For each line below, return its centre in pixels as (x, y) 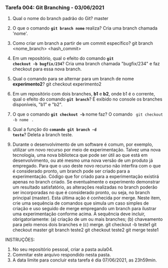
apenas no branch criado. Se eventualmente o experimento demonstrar (86, 182)
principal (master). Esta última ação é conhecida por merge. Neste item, (87, 198)
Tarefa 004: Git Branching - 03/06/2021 (55, 8)
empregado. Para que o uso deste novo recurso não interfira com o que (87, 166)
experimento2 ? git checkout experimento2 (57, 84)
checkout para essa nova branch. (47, 69)
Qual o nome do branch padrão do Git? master (60, 19)
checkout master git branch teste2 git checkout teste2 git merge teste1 (86, 230)
